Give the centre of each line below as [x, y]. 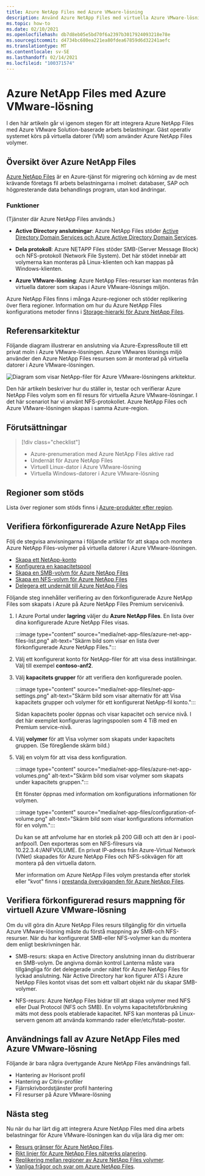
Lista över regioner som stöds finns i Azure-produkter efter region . [90, 507]
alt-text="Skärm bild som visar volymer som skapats [118, 775]
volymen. [27, 800]
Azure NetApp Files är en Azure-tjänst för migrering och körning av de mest [102, 177]
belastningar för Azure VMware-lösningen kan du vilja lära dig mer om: [95, 1135]
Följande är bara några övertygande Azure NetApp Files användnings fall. [99, 1064]
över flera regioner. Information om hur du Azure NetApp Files [84, 305]
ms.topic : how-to [28, 23]
